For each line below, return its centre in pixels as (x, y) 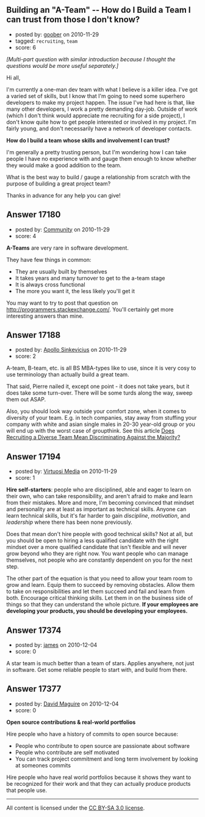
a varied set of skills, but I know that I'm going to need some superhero (96, 96)
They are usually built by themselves (61, 271)
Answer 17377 (34, 689)
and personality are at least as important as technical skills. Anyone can (96, 509)
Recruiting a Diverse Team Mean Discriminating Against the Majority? (93, 438)
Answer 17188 (34, 335)
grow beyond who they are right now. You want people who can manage (97, 554)
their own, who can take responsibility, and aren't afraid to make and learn (100, 496)
